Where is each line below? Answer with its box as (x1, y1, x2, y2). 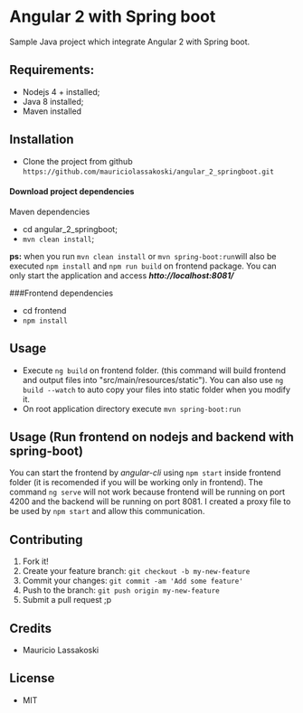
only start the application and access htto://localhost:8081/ (9, 269, 234, 281)
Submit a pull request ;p (22, 595, 112, 605)
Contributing (9, 531, 83, 548)
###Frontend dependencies (9, 287, 114, 298)
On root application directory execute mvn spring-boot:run (22, 403, 241, 414)
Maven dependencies (9, 206, 90, 217)
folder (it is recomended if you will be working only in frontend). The (9, 477, 264, 488)
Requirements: (9, 62, 95, 78)
